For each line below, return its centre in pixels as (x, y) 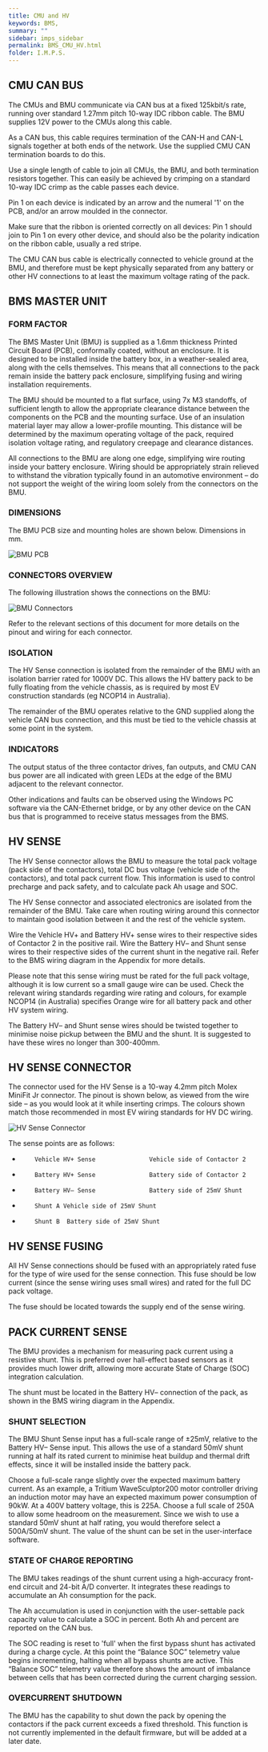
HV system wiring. (38, 1010)
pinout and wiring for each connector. (70, 632)
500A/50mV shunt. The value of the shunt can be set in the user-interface (130, 1531)
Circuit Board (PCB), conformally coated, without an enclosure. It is (119, 350)
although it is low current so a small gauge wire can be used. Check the (126, 984)
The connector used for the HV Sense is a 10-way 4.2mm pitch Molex (123, 1086)
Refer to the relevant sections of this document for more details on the (124, 624)
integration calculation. (46, 1377)
